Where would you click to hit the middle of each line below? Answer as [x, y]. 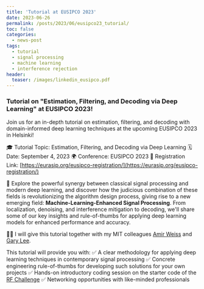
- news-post [27, 40]
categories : [21, 35]
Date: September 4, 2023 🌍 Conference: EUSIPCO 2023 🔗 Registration [96, 157]
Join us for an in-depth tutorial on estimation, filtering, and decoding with [98, 122]
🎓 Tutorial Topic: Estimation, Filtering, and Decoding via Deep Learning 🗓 [99, 148]
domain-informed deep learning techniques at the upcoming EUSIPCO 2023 [102, 129]
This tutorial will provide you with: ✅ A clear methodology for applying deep [101, 252]
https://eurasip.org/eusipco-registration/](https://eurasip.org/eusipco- [110, 165]
